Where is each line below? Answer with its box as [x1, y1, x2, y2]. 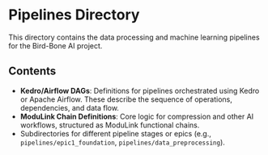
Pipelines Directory [8, 6, 140, 24]
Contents [8, 65, 57, 78]
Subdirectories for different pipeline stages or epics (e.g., [19, 128, 212, 138]
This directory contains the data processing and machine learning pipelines [8, 32, 261, 42]
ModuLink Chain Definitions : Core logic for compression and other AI [19, 111, 254, 121]
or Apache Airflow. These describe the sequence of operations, [19, 94, 233, 104]
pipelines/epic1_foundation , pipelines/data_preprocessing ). [19, 137, 225, 147]
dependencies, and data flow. [19, 103, 120, 112]
